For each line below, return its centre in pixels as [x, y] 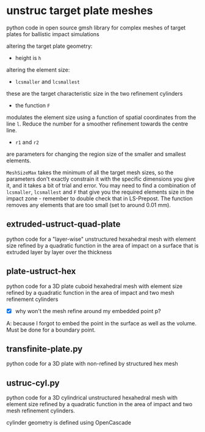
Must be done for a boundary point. [51, 330]
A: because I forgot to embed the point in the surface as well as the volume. [102, 323]
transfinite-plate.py [45, 349]
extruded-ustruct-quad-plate [63, 224]
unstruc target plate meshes [80, 11]
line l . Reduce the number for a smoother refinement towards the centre [97, 124]
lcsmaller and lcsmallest [48, 81]
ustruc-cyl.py [33, 383]
